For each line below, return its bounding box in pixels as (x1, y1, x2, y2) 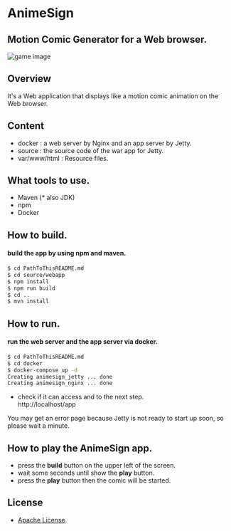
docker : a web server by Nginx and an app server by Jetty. (17, 139, 192, 147)
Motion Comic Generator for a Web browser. (7, 33, 208, 46)
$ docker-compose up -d (7, 367, 78, 374)
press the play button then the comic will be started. (17, 476, 171, 485)
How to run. (7, 317, 60, 330)
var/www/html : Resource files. (17, 154, 109, 162)
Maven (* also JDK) (17, 194, 75, 202)
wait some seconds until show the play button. (17, 468, 155, 478)
